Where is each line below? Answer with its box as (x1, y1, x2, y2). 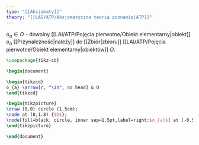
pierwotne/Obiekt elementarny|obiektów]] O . (6, 46, 115, 53)
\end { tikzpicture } (6, 122, 52, 128)
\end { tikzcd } (6, 90, 38, 96)
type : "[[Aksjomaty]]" (6, 8, 62, 15)
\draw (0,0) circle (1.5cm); (6, 106, 78, 112)
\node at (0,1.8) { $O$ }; (6, 112, 68, 118)
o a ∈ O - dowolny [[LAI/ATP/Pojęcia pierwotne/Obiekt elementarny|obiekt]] (6, 30, 191, 39)
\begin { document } (6, 68, 49, 74)
